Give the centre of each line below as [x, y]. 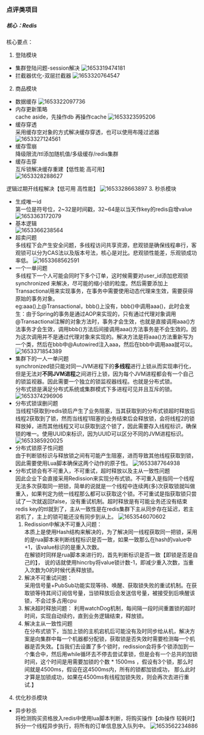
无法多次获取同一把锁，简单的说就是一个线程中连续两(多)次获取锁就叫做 [105, 486]
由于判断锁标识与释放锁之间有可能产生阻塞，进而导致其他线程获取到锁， [106, 455]
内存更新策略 [31, 109]
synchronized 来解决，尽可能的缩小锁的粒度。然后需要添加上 [92, 283]
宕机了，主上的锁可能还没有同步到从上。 [66, 516]
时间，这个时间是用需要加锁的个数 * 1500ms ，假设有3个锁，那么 [106, 662]
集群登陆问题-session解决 [47, 68]
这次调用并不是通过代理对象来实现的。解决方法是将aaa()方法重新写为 [107, 337]
